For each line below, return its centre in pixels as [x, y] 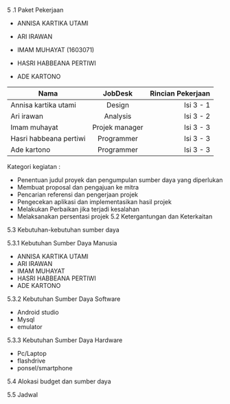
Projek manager [118, 127]
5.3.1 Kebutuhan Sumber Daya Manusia [62, 243]
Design [117, 105]
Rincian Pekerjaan [180, 93]
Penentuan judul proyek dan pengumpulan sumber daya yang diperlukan [120, 180]
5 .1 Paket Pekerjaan [35, 10]
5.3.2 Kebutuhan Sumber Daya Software [64, 299]
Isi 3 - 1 [197, 105]
